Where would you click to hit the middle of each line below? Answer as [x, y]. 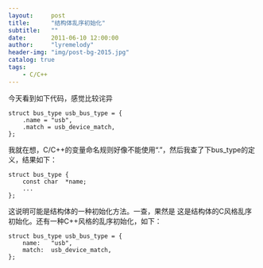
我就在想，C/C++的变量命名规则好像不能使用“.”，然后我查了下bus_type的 [128, 149]
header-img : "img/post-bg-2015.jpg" [69, 52]
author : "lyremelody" [51, 45]
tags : [17, 67]
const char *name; [55, 182]
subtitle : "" [33, 30]
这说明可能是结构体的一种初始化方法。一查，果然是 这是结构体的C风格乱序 [130, 211]
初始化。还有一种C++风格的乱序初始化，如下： [85, 221]
